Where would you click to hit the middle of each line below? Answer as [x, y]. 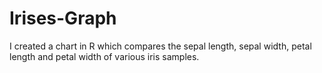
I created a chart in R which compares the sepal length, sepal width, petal [160, 46]
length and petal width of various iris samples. [104, 56]
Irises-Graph [63, 18]
